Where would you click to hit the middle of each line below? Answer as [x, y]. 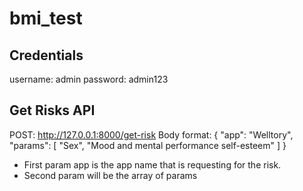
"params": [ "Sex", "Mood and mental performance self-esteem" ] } [148, 145]
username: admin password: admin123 [89, 79]
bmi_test [46, 18]
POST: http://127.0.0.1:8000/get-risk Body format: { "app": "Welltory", [151, 134]
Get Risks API [52, 110]
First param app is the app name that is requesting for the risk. [152, 164]
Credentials [46, 55]
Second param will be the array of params [110, 175]
